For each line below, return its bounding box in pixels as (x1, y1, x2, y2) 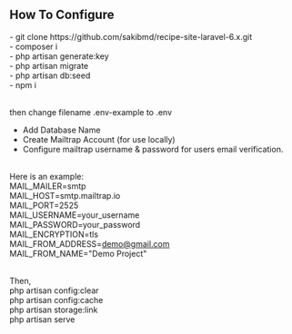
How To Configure (9, 7, 115, 23)
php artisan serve (9, 313, 76, 325)
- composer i (9, 41, 58, 52)
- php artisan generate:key (9, 50, 109, 62)
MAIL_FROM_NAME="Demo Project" (9, 248, 147, 259)
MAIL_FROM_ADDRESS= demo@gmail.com (9, 238, 170, 249)
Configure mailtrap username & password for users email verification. (22, 143, 284, 154)
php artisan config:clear (9, 285, 99, 296)
